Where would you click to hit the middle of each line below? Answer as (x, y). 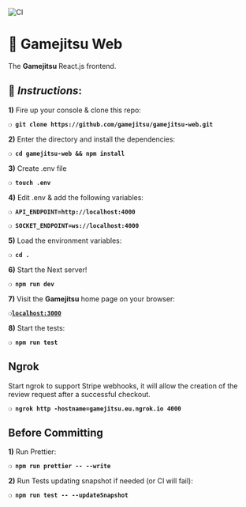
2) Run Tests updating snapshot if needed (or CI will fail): (101, 481)
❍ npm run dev (32, 284)
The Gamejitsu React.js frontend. (62, 66)
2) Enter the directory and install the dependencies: (92, 139)
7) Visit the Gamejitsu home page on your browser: (91, 299)
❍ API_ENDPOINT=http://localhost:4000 (72, 212)
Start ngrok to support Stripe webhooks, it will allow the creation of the (123, 386)
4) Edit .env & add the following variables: (76, 197)
